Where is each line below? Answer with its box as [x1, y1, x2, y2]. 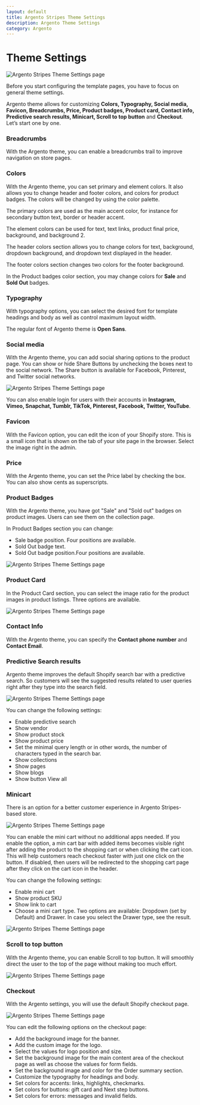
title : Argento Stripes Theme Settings [6, 14, 106, 20]
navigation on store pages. [6, 154, 72, 161]
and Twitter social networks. [6, 373, 76, 380]
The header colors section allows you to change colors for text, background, [6, 243, 195, 250]
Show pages [14, 763, 46, 770]
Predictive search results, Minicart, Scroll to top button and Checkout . [6, 113, 183, 120]
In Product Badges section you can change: [6, 525, 114, 532]
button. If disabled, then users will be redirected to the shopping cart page [6, 859, 189, 866]
